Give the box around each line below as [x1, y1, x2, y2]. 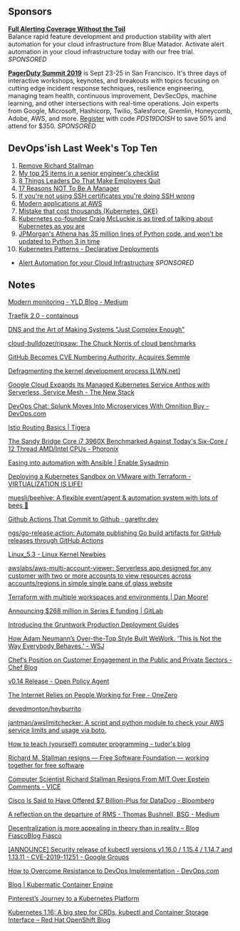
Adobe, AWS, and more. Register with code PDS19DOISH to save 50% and [8, 114, 226, 123]
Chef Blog [8, 663, 38, 672]
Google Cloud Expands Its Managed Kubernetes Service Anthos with [8, 380, 210, 389]
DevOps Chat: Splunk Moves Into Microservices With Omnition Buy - [8, 402, 209, 410]
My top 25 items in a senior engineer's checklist [18, 169, 160, 177]
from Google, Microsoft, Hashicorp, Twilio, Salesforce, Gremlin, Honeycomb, [8, 106, 233, 115]
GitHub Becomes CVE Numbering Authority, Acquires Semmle [8, 353, 191, 362]
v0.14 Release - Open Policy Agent [8, 677, 110, 686]
